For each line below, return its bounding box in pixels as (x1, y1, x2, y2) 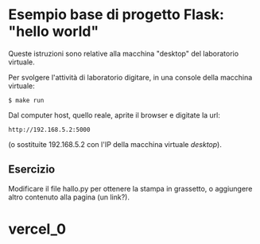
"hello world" (8, 22, 99, 41)
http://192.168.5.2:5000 (8, 126, 91, 134)
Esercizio (8, 163, 56, 176)
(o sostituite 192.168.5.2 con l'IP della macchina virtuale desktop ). (8, 139, 223, 149)
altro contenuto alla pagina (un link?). (8, 192, 130, 202)
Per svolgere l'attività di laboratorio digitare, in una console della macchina (8, 72, 253, 82)
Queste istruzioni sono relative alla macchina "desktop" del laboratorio (8, 48, 239, 58)
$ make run (8, 96, 45, 104)
